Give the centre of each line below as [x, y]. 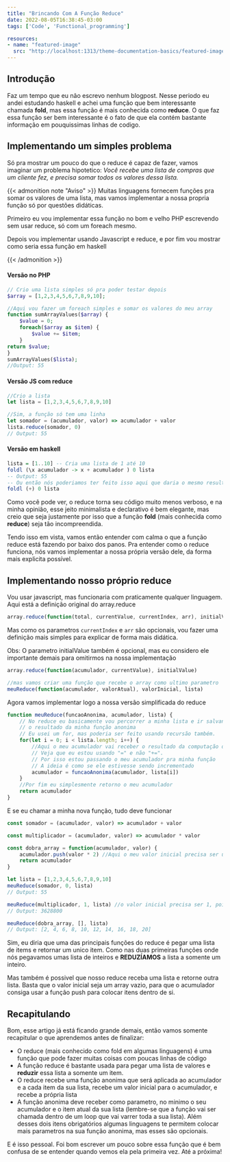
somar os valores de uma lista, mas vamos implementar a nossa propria [108, 198]
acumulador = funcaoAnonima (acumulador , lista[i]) [105, 772]
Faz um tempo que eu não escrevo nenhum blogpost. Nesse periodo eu [108, 95]
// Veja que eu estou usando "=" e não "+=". [98, 753]
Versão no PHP [29, 275]
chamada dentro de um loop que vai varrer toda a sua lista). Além [109, 1117]
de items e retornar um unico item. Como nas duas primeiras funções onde [113, 950]
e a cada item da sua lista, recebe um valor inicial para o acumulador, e [117, 1087]
